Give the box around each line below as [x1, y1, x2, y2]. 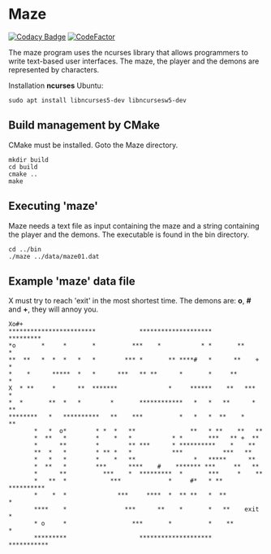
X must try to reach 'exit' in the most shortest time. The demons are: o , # [8, 296, 252, 306]
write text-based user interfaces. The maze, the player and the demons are [8, 56, 260, 66]
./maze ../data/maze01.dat [8, 252, 100, 260]
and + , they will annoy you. [8, 304, 99, 314]
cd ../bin [8, 245, 42, 253]
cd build [8, 163, 38, 171]
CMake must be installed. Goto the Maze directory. [8, 140, 179, 150]
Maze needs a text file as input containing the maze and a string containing [8, 220, 260, 230]
